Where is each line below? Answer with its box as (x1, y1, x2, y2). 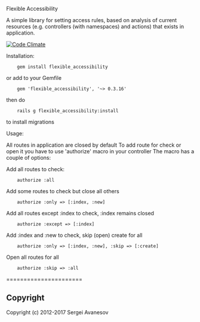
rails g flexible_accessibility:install (17, 108, 119, 114)
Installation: (6, 52, 35, 59)
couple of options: (6, 154, 51, 161)
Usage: (6, 130, 24, 137)
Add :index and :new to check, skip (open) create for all (6, 232, 143, 239)
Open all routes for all (6, 253, 59, 261)
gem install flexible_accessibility (17, 64, 109, 70)
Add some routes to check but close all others (6, 188, 119, 194)
